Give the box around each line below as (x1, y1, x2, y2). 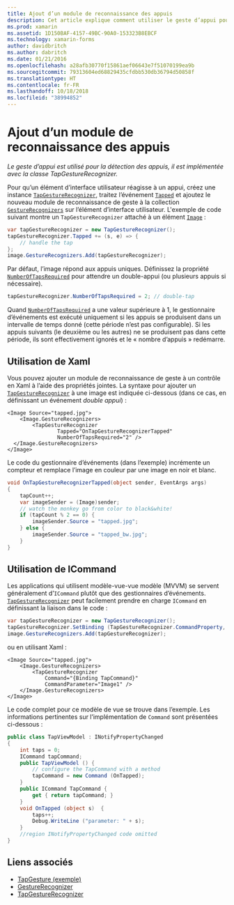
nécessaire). (7, 279, 43, 288)
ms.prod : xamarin (7, 23, 58, 30)
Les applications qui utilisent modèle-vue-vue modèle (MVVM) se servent (7, 582, 219, 590)
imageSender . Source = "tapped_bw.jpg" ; (32, 531, 148, 538)
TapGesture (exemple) (17, 875, 81, 883)
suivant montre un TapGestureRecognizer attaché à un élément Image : (7, 212, 207, 221)
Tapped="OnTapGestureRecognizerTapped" (56, 428, 173, 435)
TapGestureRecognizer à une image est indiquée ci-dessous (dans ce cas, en (7, 389, 226, 397)
